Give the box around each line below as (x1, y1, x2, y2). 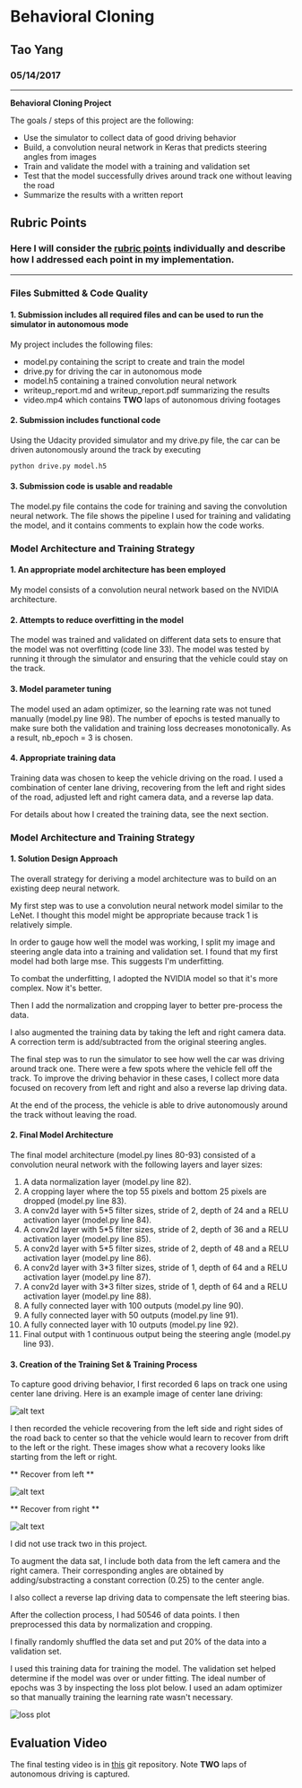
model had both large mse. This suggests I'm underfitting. (10, 955, 225, 966)
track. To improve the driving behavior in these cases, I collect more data (10, 1073, 280, 1084)
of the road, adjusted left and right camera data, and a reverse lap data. (10, 791, 274, 802)
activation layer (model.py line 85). (22, 1234, 151, 1245)
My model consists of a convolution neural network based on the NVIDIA (10, 584, 279, 595)
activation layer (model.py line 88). (22, 1291, 151, 1301)
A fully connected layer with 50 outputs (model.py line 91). (22, 1310, 239, 1321)
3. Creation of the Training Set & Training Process (10, 1359, 198, 1369)
